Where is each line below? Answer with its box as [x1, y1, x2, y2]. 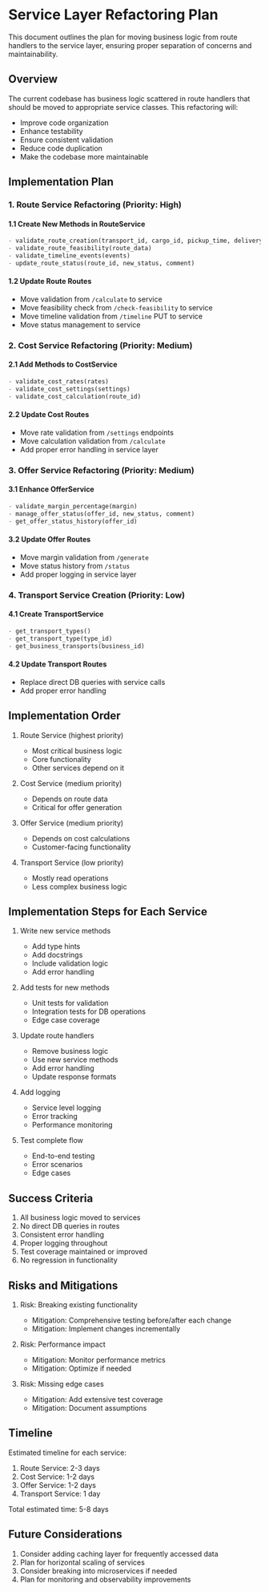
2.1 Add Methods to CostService [8, 359, 118, 370]
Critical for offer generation [31, 802, 122, 812]
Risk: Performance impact [19, 1339, 106, 1349]
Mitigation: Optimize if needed [31, 1363, 132, 1373]
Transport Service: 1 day [19, 1489, 101, 1498]
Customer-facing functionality [31, 842, 131, 852]
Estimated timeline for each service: [8, 1448, 126, 1457]
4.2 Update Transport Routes [8, 659, 107, 669]
